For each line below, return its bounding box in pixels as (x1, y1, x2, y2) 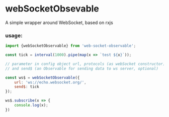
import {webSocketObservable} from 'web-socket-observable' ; (5, 43, 136, 48)
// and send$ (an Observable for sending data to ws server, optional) (5, 66, 158, 71)
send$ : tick (14, 84, 39, 89)
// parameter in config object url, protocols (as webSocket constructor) (5, 61, 165, 66)
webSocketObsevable (5, 3, 100, 14)
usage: (5, 32, 23, 39)
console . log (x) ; (14, 103, 49, 108)
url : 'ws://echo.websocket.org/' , (14, 79, 87, 85)
